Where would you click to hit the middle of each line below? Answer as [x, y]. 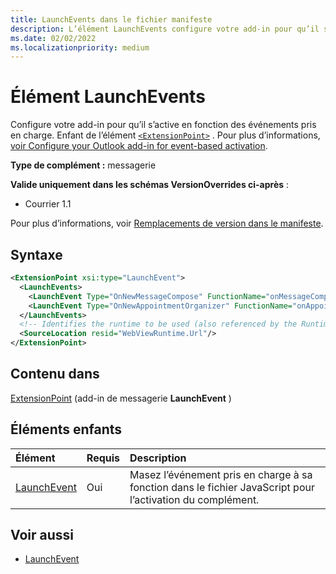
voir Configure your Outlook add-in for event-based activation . [139, 146]
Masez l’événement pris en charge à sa [221, 474]
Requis [103, 458]
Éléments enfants [66, 429]
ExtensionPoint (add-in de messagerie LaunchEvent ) [121, 398]
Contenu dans [55, 374]
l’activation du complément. [194, 499]
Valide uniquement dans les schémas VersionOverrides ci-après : [150, 185]
